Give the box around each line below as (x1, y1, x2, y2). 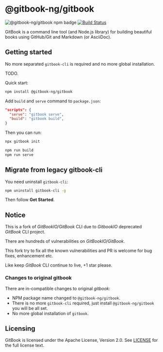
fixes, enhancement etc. (5, 253, 53, 259)
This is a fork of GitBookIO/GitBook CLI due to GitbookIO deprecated (5, 224, 142, 230)
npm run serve (5, 152, 34, 157)
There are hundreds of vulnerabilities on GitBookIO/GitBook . (5, 238, 125, 244)
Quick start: (5, 80, 28, 85)
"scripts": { (5, 107, 32, 112)
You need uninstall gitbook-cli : (5, 179, 68, 184)
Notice (5, 211, 26, 219)
